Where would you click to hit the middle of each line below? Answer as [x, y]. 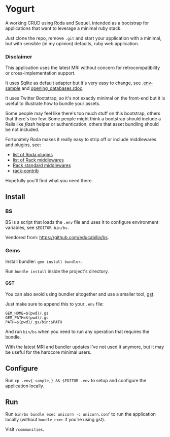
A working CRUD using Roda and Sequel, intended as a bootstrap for [77, 23]
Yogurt [20, 9]
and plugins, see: [23, 145]
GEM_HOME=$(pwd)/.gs [27, 313]
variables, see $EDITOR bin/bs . [37, 227]
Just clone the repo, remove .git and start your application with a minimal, [83, 38]
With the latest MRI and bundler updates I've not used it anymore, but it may [85, 347]
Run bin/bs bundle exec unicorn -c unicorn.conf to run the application [81, 414]
